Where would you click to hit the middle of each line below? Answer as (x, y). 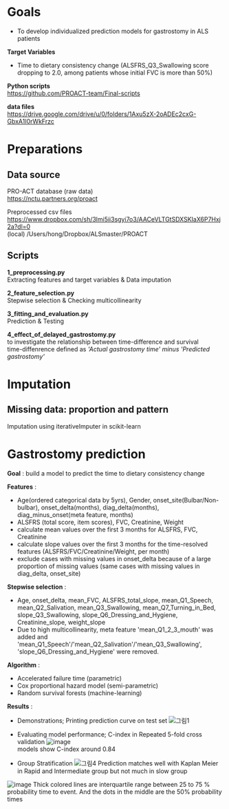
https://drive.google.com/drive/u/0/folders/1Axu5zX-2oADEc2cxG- (102, 114)
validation (31, 741)
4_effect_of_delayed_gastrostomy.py (62, 334)
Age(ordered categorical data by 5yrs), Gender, (84, 500)
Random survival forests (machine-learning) (79, 693)
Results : (20, 706)
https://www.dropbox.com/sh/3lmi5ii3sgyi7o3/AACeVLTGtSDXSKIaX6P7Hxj (114, 219)
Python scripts (29, 86)
